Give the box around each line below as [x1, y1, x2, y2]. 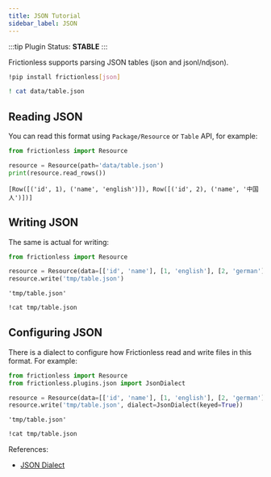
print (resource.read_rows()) [8, 169, 106, 177]
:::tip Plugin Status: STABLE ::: [8, 41, 108, 51]
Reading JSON [8, 110, 83, 124]
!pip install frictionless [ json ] [8, 73, 121, 81]
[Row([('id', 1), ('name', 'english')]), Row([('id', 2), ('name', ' [8, 185, 248, 193]
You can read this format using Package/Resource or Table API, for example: [8, 131, 258, 141]
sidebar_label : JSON [8, 19, 78, 27]
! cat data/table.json [8, 87, 85, 95]
